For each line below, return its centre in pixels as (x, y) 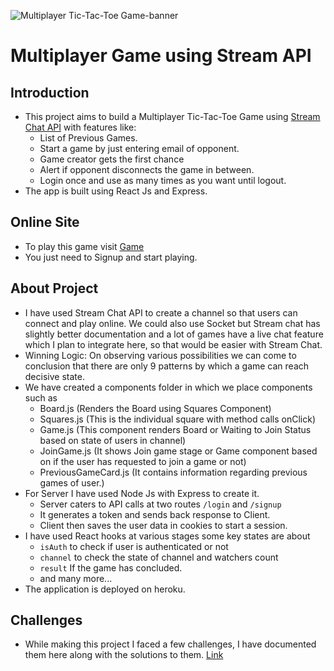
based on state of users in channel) (113, 440)
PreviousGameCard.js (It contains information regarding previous (173, 472)
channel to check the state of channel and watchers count (159, 557)
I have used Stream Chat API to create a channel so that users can (161, 312)
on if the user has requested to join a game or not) (143, 461)
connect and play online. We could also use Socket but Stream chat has (172, 323)
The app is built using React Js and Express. (116, 191)
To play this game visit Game (84, 246)
